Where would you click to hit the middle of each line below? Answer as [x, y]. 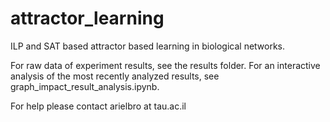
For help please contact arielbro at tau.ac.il [98, 106]
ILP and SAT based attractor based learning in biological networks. [148, 46]
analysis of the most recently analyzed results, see [115, 76]
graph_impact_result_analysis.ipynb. [85, 86]
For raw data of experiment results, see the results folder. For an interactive [165, 65]
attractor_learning [87, 18]
